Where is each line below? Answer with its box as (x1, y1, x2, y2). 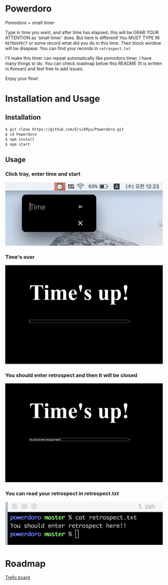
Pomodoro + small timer (5, 20, 55, 26)
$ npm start (5, 141, 30, 147)
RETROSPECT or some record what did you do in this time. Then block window (5, 40, 161, 46)
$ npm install (5, 136, 35, 142)
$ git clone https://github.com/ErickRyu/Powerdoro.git (5, 126, 124, 132)
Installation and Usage (5, 93, 100, 104)
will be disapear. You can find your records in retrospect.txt (5, 45, 131, 51)
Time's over (5, 253, 35, 260)
